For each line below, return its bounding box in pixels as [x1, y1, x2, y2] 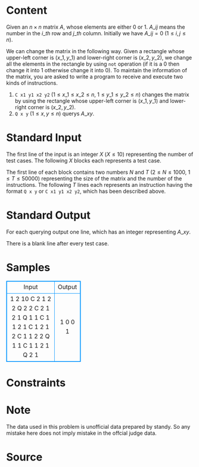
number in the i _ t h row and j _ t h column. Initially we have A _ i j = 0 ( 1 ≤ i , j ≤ [6, 29, 186, 36]
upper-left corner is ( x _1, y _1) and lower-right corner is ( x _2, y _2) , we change [6, 54, 192, 61]
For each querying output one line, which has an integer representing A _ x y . [6, 228, 191, 235]
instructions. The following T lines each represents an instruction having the [6, 181, 192, 188]
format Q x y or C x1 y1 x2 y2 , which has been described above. [6, 188, 166, 195]
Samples [6, 261, 51, 274]
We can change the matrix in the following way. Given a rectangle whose [6, 47, 185, 54]
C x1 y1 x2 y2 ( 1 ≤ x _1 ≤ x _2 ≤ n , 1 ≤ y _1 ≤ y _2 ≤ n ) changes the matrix [14, 91, 189, 98]
